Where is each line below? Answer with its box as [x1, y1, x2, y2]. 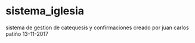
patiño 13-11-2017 [5, 30, 49, 37]
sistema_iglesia [5, 4, 85, 18]
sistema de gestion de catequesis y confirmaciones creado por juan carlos [5, 24, 189, 31]
